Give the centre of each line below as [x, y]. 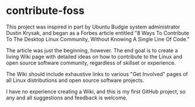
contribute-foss [45, 11]
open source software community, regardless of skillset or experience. [91, 63]
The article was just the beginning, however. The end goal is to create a [92, 50]
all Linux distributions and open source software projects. [75, 80]
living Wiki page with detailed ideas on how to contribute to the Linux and [94, 56]
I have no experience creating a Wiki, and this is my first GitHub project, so [96, 91]
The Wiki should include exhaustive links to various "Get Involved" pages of [97, 74]
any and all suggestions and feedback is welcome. [67, 98]
